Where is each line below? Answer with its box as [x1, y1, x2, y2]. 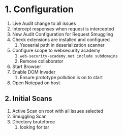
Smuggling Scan [12, 113, 47, 119]
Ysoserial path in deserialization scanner [19, 42, 105, 48]
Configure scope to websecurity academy [12, 47, 101, 53]
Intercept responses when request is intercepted [12, 25, 114, 31]
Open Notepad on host [12, 80, 60, 86]
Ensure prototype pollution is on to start [19, 74, 103, 80]
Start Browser [12, 63, 41, 70]
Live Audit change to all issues [12, 20, 76, 26]
